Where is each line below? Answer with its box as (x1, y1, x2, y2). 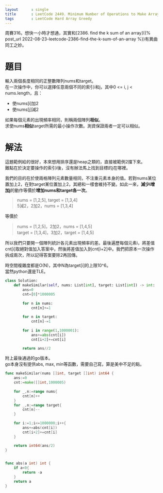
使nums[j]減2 (12, 106, 39, 112)
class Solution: (5, 278, 38, 283)
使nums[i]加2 (12, 101, 39, 106)
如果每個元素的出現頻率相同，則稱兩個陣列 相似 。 (5, 117, 103, 123)
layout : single (5, 7, 49, 12)
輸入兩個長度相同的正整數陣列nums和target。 (5, 78, 96, 84)
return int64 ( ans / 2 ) (14, 443, 55, 448)
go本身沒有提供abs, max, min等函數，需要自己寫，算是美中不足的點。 (5, 361, 145, 367)
